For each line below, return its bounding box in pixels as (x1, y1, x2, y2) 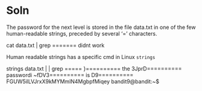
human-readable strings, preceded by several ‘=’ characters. (6, 30, 157, 37)
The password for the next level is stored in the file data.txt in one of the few (6, 24, 196, 31)
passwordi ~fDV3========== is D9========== (6, 71, 134, 78)
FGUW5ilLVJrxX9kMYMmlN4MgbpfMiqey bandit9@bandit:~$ (6, 78, 160, 85)
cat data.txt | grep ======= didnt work (6, 42, 105, 49)
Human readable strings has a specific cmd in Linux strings (6, 53, 156, 60)
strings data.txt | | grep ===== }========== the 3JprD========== (6, 64, 182, 72)
